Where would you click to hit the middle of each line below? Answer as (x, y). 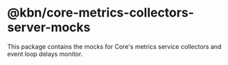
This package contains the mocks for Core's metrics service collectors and (114, 46)
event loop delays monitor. (45, 54)
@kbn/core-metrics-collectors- (100, 13)
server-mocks (49, 27)
